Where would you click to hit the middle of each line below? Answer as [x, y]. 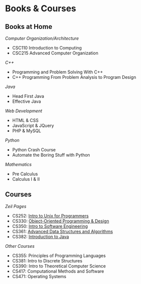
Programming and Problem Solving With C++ [58, 72]
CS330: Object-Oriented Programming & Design [60, 221]
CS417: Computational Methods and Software [58, 271]
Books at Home [29, 27]
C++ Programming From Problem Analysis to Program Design [74, 77]
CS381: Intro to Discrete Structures [47, 260]
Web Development [24, 111]
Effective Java [26, 101]
